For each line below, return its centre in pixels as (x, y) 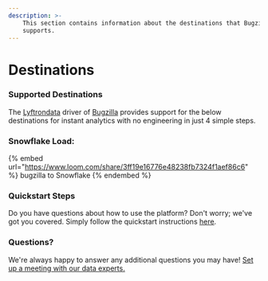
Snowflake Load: (41, 141)
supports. (39, 30)
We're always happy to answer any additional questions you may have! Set (131, 260)
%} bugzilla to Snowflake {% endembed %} (80, 175)
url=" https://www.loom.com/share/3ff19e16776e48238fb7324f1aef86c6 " (128, 167)
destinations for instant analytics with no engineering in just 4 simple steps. (132, 120)
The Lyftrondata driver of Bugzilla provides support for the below (115, 111)
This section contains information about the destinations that (132, 23)
